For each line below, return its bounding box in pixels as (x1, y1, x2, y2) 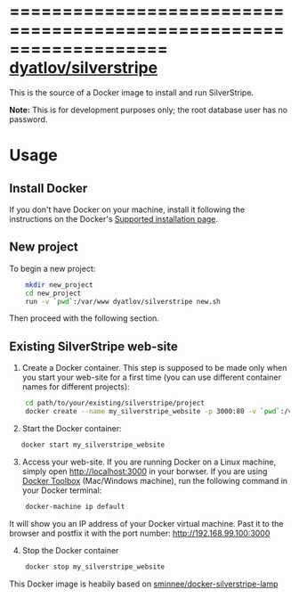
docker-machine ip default (25, 502, 125, 511)
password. (9, 113, 48, 125)
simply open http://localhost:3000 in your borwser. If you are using (21, 465, 268, 477)
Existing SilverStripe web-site (9, 339, 178, 354)
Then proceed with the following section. (9, 313, 160, 324)
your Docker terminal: (21, 485, 102, 496)
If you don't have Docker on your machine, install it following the (9, 204, 246, 215)
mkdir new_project (25, 280, 93, 290)
